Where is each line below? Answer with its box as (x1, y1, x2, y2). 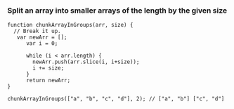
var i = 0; (25, 40, 58, 47)
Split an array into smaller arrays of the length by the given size (7, 6, 227, 15)
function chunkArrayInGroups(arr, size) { (7, 22, 134, 29)
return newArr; (25, 77, 71, 84)
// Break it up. (13, 27, 61, 35)
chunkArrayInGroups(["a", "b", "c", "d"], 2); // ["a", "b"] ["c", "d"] (7, 96, 225, 103)
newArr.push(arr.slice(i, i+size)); (32, 58, 140, 65)
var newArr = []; (16, 34, 68, 41)
